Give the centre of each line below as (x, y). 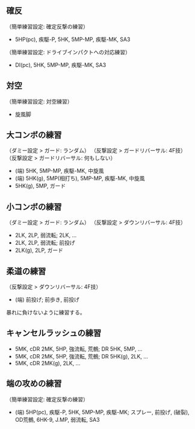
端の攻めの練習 (34, 384)
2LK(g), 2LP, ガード (39, 250)
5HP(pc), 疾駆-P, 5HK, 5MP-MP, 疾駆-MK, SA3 (73, 39)
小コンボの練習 (34, 207)
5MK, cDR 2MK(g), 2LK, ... (48, 363)
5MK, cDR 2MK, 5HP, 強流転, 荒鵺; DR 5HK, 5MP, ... (79, 349)
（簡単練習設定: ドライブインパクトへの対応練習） (68, 52)
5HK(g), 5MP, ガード (40, 186)
